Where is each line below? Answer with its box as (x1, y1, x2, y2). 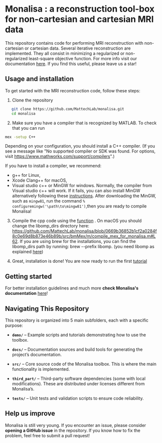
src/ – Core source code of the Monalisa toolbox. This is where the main (12, 361, 157, 367)
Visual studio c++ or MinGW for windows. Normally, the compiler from (12, 183, 152, 188)
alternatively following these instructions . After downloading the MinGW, (12, 193, 156, 199)
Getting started (5, 272, 52, 280)
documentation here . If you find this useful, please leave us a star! (5, 61, 137, 67)
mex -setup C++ (5, 135, 36, 139)
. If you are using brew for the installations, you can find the (17, 239, 136, 244)
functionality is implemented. (12, 366, 70, 372)
